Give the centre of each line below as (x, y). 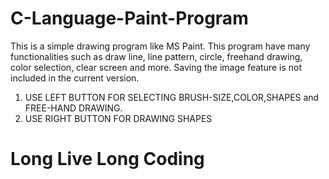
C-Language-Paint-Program (129, 18)
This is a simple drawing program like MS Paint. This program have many (160, 46)
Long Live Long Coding (107, 159)
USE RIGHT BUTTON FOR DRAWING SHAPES (118, 118)
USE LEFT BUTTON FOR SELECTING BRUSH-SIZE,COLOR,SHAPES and (172, 97)
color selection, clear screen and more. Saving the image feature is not (156, 67)
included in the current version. (75, 78)
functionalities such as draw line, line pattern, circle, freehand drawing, (156, 56)
